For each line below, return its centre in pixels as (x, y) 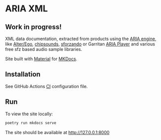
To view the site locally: (29, 114)
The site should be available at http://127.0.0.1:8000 (57, 132)
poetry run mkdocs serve (31, 123)
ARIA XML (27, 9)
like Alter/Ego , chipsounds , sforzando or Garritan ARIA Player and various (80, 44)
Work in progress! (33, 27)
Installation (23, 74)
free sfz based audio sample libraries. (44, 49)
